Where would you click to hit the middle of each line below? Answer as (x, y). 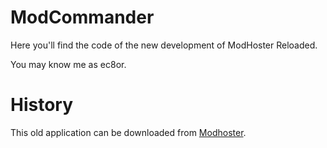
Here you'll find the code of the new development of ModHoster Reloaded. (164, 45)
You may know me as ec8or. (68, 64)
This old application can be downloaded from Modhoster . (128, 132)
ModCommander (82, 17)
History (42, 105)
